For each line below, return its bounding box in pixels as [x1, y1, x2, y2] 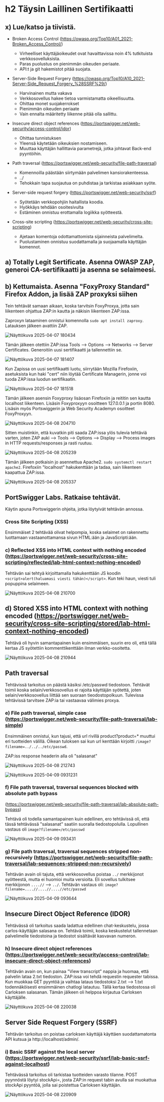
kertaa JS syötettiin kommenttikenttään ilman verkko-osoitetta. [5, 645, 131, 651]
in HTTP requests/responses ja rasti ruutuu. [5, 440, 93, 446]
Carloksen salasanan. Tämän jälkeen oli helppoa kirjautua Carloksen [5, 989, 143, 995]
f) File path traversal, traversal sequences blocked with [5, 784, 139, 791]
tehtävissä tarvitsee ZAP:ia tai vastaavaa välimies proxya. [5, 698, 121, 704]
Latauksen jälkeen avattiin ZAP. [5, 323, 68, 329]
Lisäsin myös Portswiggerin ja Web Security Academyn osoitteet [5, 406, 135, 412]
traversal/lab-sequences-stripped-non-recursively [5, 860, 129, 867]
